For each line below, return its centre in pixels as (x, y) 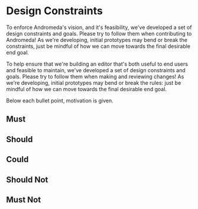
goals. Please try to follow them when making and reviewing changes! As (95, 76)
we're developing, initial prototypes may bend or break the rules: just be (94, 83)
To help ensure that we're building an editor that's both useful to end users (97, 64)
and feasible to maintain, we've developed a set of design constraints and (96, 70)
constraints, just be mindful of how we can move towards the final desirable (98, 46)
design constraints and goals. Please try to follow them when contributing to (99, 33)
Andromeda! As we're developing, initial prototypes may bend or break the (97, 40)
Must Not (24, 200)
